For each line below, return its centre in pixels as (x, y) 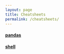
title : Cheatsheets (25, 14)
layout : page (19, 10)
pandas (13, 35)
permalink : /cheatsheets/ (32, 19)
